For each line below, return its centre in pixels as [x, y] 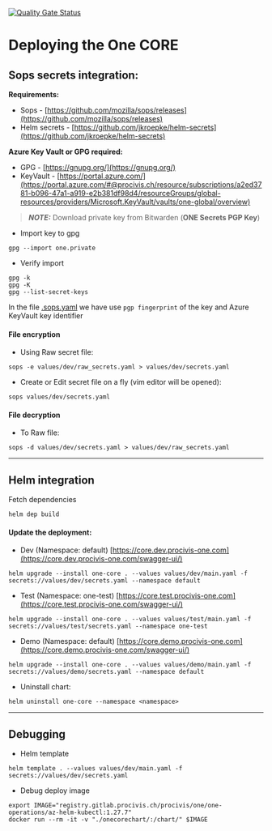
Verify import [42, 263]
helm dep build [34, 514]
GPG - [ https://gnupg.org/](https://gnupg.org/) [98, 167]
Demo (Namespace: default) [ [70, 641]
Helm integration [51, 480]
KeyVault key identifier [46, 315]
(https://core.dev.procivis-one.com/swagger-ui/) [101, 559]
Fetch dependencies [42, 500]
